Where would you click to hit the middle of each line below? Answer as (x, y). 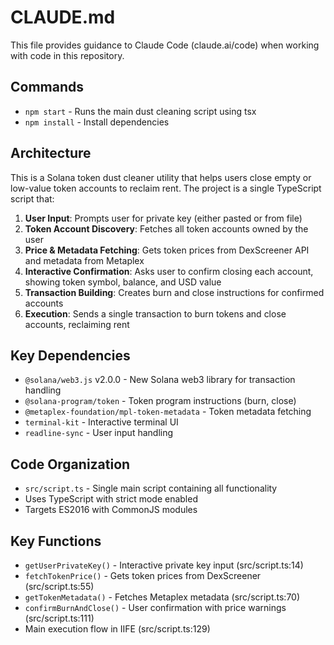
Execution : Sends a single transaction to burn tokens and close (155, 313)
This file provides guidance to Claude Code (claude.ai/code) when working (165, 45)
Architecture (51, 153)
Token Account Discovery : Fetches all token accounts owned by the (166, 228)
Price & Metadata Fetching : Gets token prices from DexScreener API (167, 250)
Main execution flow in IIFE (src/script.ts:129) (117, 629)
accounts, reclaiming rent (77, 324)
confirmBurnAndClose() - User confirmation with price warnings (155, 607)
